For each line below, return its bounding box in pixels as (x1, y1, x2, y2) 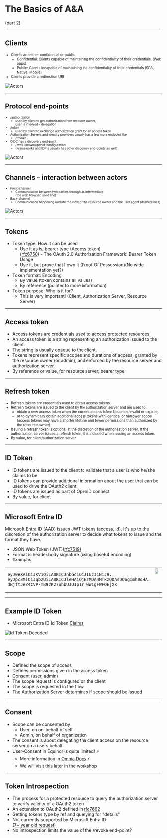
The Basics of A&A (5, 3, 83, 15)
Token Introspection (5, 782, 69, 791)
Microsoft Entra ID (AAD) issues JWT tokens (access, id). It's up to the (5, 526, 149, 532)
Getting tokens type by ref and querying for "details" (12, 811, 120, 817)
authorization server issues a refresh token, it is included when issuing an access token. (11, 431, 155, 436)
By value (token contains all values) (19, 278, 93, 283)
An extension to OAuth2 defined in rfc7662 (12, 806, 100, 812)
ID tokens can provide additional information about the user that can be (12, 478, 159, 484)
